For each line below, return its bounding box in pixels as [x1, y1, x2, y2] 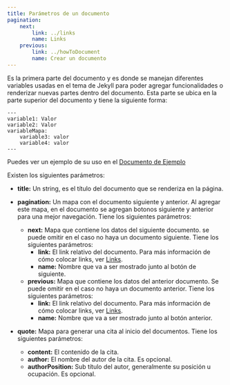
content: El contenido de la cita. [27, 348, 119, 356]
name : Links [32, 36, 67, 43]
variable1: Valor [7, 115, 57, 122]
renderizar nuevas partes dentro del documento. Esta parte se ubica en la [7, 88, 218, 97]
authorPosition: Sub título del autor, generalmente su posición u [27, 362, 211, 371]
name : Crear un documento [32, 55, 107, 62]
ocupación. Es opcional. [27, 370, 96, 378]
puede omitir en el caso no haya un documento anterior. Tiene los [27, 284, 215, 293]
